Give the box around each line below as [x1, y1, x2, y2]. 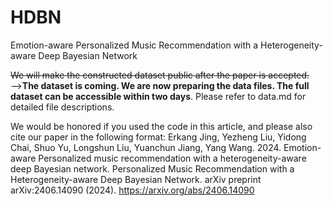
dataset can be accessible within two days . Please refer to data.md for [10, 90, 307, 102]
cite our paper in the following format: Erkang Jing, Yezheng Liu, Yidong [10, 131, 307, 143]
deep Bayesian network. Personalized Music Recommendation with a [10, 162, 295, 175]
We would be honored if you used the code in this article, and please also [10, 120, 313, 132]
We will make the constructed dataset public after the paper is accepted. [10, 69, 310, 81]
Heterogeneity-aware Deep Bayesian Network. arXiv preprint [10, 173, 262, 185]
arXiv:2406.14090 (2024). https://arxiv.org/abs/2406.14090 [10, 184, 255, 196]
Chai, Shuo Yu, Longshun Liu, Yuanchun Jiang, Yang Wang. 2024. [10, 141, 282, 153]
